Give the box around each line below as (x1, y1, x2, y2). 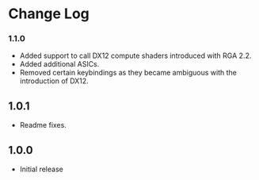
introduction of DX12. (19, 76, 89, 86)
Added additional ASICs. (19, 59, 100, 69)
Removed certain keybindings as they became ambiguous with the (19, 68, 238, 78)
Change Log (8, 5, 90, 23)
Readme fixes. (19, 121, 67, 130)
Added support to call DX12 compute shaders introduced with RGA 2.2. (19, 51, 252, 60)
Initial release (19, 164, 63, 174)
